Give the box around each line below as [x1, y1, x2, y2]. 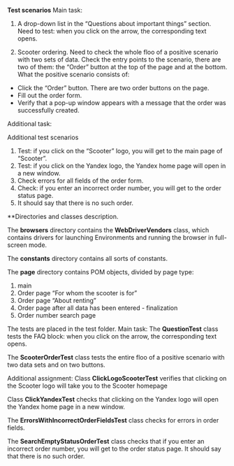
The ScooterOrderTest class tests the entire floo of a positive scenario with [7, 353, 225, 361]
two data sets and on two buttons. [7, 360, 106, 369]
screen [7, 241, 28, 249]
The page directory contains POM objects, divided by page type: [7, 268, 194, 276]
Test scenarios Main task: [7, 6, 82, 14]
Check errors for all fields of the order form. [17, 176, 144, 185]
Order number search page [17, 311, 96, 319]
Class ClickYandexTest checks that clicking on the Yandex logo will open [7, 395, 219, 403]
